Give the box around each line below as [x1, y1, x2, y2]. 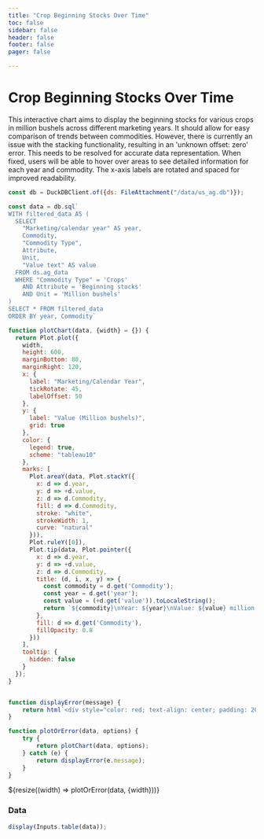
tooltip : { [22, 648, 58, 657]
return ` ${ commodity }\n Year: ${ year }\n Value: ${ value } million [42, 605, 255, 613]
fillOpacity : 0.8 [36, 626, 93, 634]
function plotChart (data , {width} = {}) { [8, 326, 149, 334]
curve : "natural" [36, 524, 93, 532]
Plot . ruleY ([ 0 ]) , [28, 539, 86, 546]
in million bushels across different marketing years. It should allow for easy [8, 123, 250, 132]
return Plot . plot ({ [15, 333, 79, 342]
